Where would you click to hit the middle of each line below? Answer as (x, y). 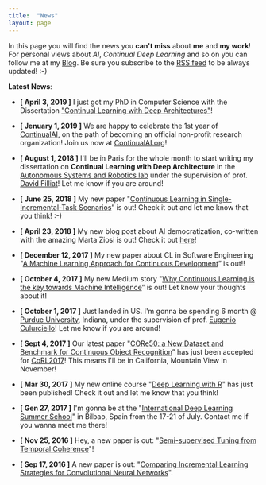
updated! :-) (28, 71)
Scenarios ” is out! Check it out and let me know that (163, 207)
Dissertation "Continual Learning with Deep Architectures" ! (116, 110)
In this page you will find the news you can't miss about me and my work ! (130, 45)
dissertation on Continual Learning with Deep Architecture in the (127, 166)
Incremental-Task (48, 207)
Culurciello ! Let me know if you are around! (90, 328)
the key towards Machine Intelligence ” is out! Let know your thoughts (133, 287)
